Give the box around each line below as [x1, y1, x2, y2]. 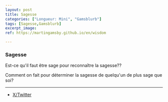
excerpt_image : [5, 26, 37, 31]
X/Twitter [12, 92, 31, 98]
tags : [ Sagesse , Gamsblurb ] [5, 21, 61, 26]
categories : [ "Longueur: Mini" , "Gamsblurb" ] [5, 16, 101, 21]
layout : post [5, 7, 32, 12]
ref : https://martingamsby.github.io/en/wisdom [5, 30, 106, 35]
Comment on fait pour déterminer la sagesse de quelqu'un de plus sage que [5, 72, 162, 78]
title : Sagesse [5, 12, 37, 17]
